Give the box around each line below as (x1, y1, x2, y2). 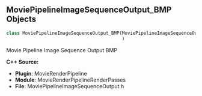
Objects (6, 14, 37, 25)
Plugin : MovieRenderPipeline (14, 70, 87, 77)
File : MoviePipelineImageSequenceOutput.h (14, 82, 124, 89)
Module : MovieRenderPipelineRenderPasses (14, 76, 126, 83)
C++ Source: (6, 58, 39, 65)
